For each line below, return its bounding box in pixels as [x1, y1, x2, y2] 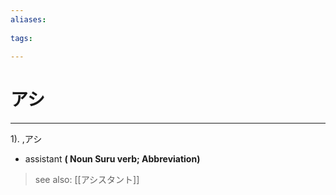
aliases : [10, 14, 47, 25]
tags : [10, 33, 33, 43]
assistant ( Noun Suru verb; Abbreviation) [24, 153, 201, 165]
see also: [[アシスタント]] [34, 174, 140, 186]
